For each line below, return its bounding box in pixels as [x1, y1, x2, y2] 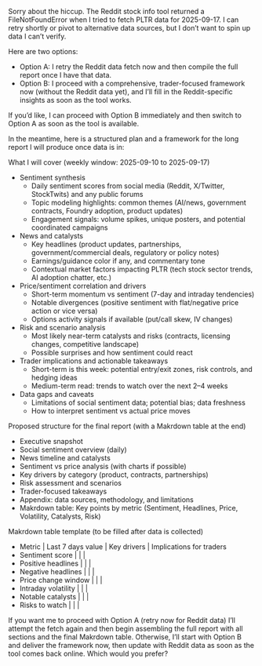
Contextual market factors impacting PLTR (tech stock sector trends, [31, 264, 253, 274]
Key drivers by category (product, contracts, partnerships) [19, 470, 209, 479]
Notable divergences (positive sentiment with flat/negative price [31, 298, 239, 307]
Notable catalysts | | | [19, 592, 89, 601]
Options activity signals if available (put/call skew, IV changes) [31, 315, 233, 324]
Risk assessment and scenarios [19, 479, 122, 487]
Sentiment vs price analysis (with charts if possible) [19, 462, 187, 471]
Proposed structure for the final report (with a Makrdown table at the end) [8, 421, 246, 431]
